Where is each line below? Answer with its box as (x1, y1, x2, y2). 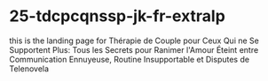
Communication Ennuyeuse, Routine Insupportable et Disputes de (9, 54, 250, 64)
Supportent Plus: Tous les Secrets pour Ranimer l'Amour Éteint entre (9, 44, 259, 55)
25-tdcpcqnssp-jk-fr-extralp (9, 6, 226, 26)
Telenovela (9, 63, 50, 74)
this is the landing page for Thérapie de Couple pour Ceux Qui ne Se (9, 35, 259, 46)
